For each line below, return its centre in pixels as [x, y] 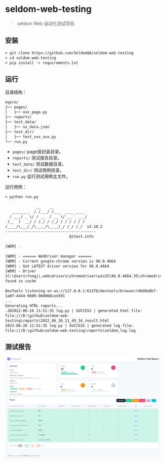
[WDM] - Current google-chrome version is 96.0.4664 [61, 261]
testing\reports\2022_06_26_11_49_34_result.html [57, 320]
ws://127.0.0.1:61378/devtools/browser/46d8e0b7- [106, 291]
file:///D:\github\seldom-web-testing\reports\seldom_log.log [70, 330]
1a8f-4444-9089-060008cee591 [35, 296]
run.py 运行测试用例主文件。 [41, 176]
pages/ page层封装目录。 [38, 152]
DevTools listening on [28, 291]
